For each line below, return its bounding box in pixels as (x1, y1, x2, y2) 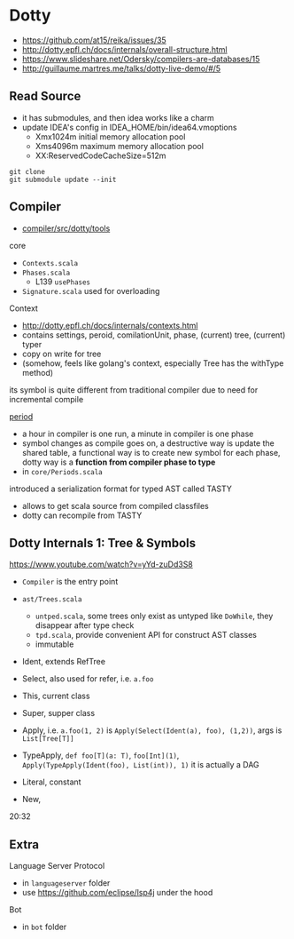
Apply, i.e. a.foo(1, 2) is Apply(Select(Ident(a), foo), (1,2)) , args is (21, 725, 282, 736)
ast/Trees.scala (21, 595, 82, 604)
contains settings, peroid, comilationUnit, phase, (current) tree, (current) (21, 330, 286, 340)
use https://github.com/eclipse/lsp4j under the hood (21, 887, 213, 898)
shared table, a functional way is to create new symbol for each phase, (21, 447, 281, 458)
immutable (35, 639, 74, 649)
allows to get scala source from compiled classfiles (21, 500, 210, 511)
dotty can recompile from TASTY (21, 510, 143, 521)
